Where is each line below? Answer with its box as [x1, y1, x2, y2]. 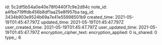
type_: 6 [5, 34, 21, 40]
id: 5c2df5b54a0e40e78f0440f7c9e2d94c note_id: [5, 4, 107, 10]
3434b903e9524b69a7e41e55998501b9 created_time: [5, 14, 115, 20]
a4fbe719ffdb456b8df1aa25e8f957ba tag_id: [5, 9, 94, 15]
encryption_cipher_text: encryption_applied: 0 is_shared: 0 [41, 30, 157, 35]
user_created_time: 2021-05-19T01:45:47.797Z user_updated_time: [5, 24, 138, 30]
